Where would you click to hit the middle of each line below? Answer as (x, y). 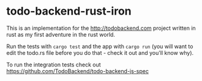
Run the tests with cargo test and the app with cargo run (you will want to (100, 46)
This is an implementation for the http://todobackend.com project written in (101, 28)
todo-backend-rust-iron (69, 11)
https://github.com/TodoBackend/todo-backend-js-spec (77, 71)
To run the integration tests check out (54, 65)
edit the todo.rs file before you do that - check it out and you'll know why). (100, 52)
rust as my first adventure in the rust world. (61, 34)
